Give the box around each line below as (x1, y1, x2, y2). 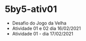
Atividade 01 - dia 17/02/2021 (12, 30, 73, 36)
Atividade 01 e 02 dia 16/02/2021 (12, 25, 81, 31)
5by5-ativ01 (5, 3, 57, 15)
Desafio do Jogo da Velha (12, 20, 67, 26)
